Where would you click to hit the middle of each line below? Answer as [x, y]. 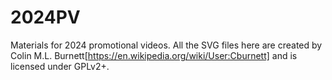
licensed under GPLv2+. [60, 66]
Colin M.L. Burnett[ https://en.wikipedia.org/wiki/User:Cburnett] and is [154, 55]
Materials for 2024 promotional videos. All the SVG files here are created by [166, 45]
